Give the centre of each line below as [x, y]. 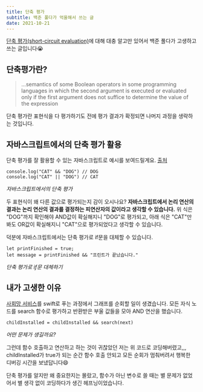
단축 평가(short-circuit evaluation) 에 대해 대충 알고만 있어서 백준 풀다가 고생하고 [101, 41]
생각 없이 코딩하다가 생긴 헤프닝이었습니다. [74, 383]
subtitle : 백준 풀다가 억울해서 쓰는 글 [50, 18]
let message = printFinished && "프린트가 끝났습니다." [72, 255]
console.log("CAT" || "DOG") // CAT [52, 177]
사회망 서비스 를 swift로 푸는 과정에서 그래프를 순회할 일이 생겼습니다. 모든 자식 [98, 303]
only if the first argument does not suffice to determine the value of [105, 97]
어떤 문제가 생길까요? [31, 334]
